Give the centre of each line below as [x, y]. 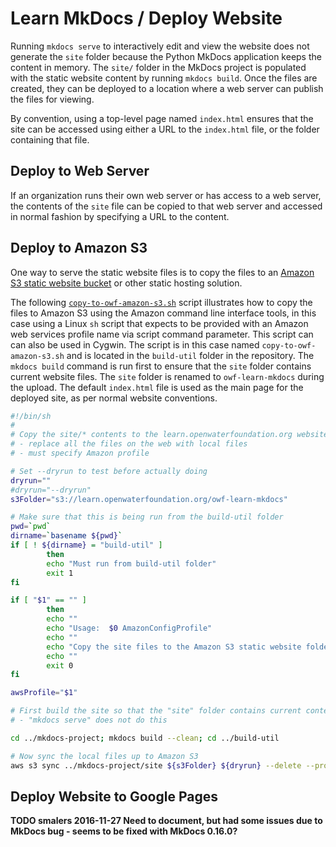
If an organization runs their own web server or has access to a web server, [166, 195]
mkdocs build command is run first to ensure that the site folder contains [161, 366]
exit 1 [60, 573]
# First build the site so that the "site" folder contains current [156, 711]
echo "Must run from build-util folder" [131, 563]
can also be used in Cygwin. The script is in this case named [135, 344]
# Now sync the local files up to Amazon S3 [104, 756]
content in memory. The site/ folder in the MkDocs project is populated [158, 67]
